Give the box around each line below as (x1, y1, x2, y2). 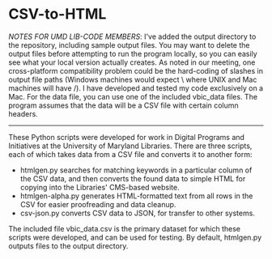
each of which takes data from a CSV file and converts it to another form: (8, 149, 253, 159)
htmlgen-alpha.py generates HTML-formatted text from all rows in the (19, 191, 253, 201)
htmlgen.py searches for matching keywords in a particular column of (19, 165, 253, 175)
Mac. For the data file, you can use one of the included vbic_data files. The (8, 91, 257, 101)
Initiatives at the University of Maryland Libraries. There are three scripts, (8, 141, 253, 151)
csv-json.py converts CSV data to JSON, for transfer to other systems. (19, 208, 255, 218)
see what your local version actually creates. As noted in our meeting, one (8, 57, 256, 67)
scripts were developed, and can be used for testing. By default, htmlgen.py (8, 232, 262, 242)
